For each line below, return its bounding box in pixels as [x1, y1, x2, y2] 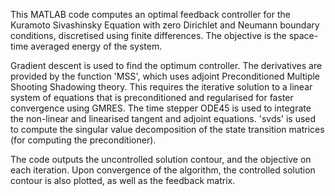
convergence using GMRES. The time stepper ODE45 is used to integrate [10, 102, 312, 114]
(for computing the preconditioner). [10, 134, 157, 146]
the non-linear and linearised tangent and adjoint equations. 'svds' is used [10, 113, 317, 124]
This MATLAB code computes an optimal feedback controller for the [10, 9, 291, 20]
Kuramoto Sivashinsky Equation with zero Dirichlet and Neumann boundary [10, 19, 320, 31]
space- [288, 30, 319, 41]
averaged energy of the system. [30, 40, 163, 52]
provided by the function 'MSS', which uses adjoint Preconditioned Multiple [10, 70, 321, 82]
